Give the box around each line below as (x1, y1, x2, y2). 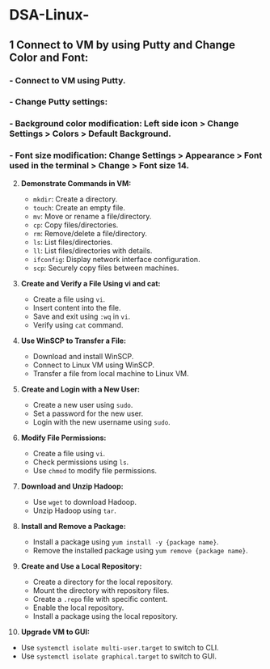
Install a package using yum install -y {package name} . (32, 536, 219, 547)
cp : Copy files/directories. (32, 220, 119, 230)
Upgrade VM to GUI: (20, 627, 90, 637)
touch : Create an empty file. (32, 202, 126, 212)
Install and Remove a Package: (20, 521, 126, 531)
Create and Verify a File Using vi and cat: (20, 278, 161, 288)
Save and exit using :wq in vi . (32, 311, 131, 321)
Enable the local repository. (32, 603, 124, 612)
